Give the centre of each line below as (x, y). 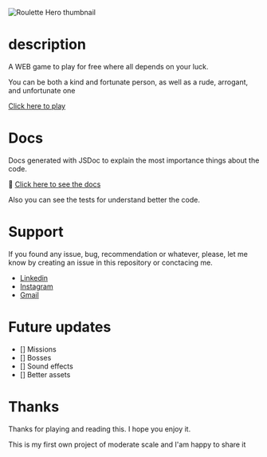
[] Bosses (35, 357)
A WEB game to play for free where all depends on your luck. (108, 66)
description (47, 45)
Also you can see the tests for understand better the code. (104, 199)
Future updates (60, 327)
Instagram (36, 286)
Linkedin (34, 278)
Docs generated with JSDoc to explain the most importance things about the (134, 160)
